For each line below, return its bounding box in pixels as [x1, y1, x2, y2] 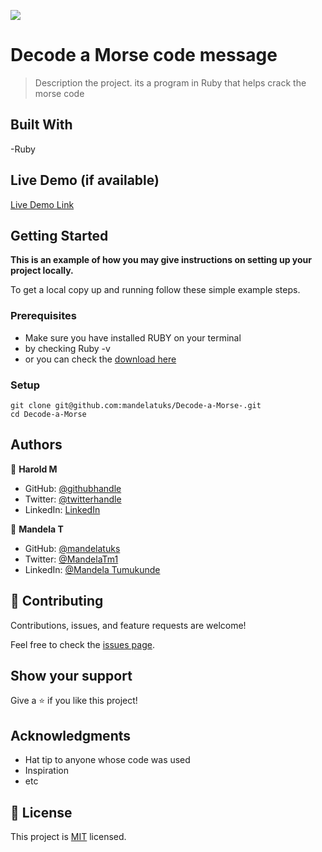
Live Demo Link [10, 198, 75, 210]
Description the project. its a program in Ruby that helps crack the [34, 76, 307, 89]
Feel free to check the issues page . [10, 638, 155, 650]
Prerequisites [10, 309, 77, 323]
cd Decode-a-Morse [10, 409, 87, 419]
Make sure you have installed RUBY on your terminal [24, 331, 242, 344]
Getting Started [10, 227, 109, 244]
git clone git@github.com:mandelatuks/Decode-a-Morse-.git [10, 400, 262, 410]
